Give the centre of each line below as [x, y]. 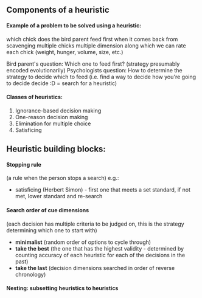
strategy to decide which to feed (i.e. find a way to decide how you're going [101, 77]
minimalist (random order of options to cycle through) [83, 242]
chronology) [30, 274]
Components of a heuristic [58, 10]
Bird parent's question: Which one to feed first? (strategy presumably [93, 64]
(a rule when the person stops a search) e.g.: [63, 178]
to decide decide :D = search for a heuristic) [62, 83]
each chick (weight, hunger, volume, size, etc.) [65, 52]
